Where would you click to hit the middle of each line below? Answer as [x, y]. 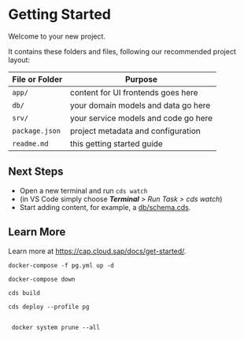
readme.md [30, 144]
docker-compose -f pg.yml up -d [61, 265]
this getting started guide [116, 143]
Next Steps [36, 172]
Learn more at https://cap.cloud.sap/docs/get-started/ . [97, 251]
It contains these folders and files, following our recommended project [122, 51]
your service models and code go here [141, 118]
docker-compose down [42, 279]
